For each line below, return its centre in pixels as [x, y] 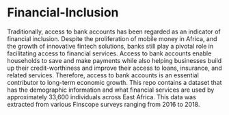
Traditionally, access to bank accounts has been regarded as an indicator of [114, 31]
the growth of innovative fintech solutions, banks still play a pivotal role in [110, 46]
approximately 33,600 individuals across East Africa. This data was [102, 97]
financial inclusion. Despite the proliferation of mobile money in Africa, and [112, 38]
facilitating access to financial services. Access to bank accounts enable [109, 53]
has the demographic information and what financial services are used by [111, 90]
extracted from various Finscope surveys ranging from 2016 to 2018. [104, 104]
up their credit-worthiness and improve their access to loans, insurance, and [114, 68]
